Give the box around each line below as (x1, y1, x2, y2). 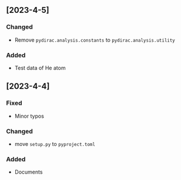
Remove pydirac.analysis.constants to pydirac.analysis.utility (14, 36, 175, 44)
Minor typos (14, 112, 44, 119)
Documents (14, 168, 43, 176)
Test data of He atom (14, 64, 66, 71)
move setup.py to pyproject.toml (14, 140, 96, 147)
